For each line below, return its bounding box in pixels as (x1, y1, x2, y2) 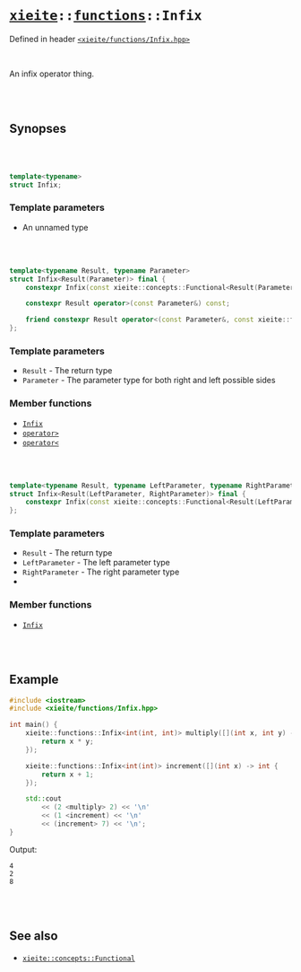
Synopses (9, 121, 67, 136)
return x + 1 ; (41, 770, 94, 779)
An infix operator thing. (9, 68, 95, 79)
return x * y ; (41, 737, 94, 747)
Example (9, 672, 59, 687)
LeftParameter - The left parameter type (21, 557, 170, 568)
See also (9, 928, 58, 944)
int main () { (9, 721, 58, 730)
